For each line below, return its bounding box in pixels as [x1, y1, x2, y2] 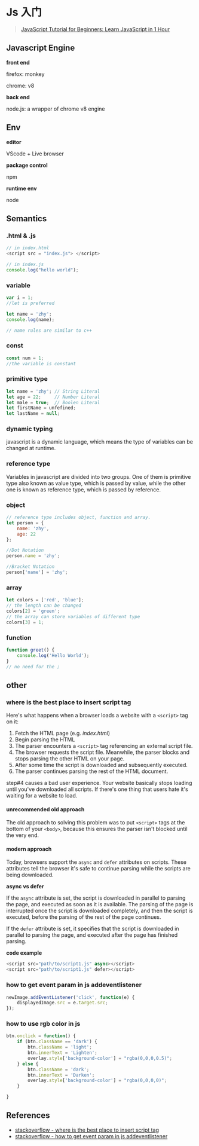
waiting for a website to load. [6, 792, 78, 799]
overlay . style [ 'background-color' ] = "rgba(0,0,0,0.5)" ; [27, 1055, 172, 1061]
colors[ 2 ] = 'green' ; [6, 608, 60, 614]
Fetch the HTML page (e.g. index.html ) [14, 730, 111, 737]
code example [6, 949, 42, 956]
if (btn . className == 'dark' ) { [17, 1038, 97, 1045]
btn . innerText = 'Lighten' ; [27, 1050, 97, 1056]
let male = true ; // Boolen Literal [6, 399, 100, 405]
